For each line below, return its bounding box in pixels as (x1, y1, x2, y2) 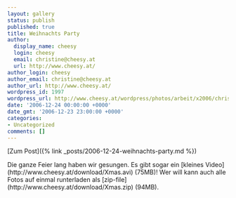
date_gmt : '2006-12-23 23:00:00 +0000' (7, 108, 124, 115)
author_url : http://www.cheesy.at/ (7, 82, 112, 89)
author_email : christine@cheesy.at (7, 75, 112, 83)
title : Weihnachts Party (7, 29, 80, 37)
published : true (7, 23, 55, 30)
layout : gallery (7, 10, 55, 18)
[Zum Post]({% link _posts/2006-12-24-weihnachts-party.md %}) (7, 147, 197, 155)
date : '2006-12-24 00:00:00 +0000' (7, 102, 112, 109)
